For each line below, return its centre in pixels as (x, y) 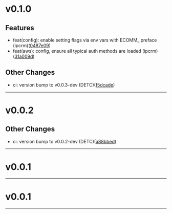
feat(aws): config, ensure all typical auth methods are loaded (77, 51)
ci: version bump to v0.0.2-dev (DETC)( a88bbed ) (64, 141)
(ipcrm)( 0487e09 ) (32, 46)
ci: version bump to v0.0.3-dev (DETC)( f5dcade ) (64, 84)
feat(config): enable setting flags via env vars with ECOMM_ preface (85, 40)
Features (20, 28)
